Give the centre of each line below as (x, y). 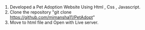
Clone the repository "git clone (41, 12)
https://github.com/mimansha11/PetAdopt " (52, 17)
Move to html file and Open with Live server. (54, 22)
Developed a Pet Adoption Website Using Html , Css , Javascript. (75, 7)
